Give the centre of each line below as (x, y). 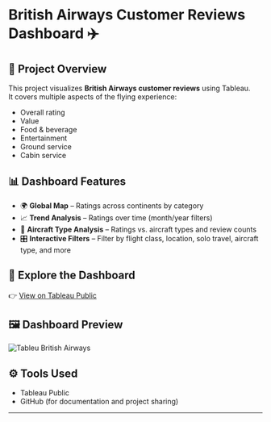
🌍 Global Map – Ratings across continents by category (112, 205)
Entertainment (44, 138)
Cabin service (43, 155)
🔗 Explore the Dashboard (72, 276)
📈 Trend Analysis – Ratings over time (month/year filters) (116, 217)
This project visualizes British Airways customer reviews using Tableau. (129, 88)
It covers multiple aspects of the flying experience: (93, 97)
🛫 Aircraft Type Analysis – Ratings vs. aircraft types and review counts (138, 229)
